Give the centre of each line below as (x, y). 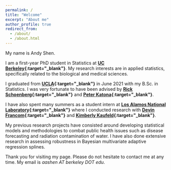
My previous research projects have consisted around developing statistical (85, 125)
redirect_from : (21, 29)
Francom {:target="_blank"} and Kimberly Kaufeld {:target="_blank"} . (81, 115)
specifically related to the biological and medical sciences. (67, 74)
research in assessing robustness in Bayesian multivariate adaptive (76, 141)
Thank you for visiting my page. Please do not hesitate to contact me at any (85, 157)
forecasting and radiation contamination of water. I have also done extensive (86, 136)
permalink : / (19, 10)
